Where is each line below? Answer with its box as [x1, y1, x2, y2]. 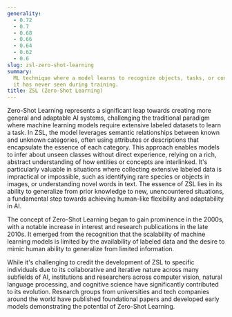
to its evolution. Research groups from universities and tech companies [7, 288, 209, 296]
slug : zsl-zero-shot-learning [7, 62, 95, 69]
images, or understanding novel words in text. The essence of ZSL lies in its [7, 180, 223, 188]
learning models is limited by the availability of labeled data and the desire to [7, 237, 225, 246]
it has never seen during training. [13, 81, 119, 88]
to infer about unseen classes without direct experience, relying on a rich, [7, 150, 217, 159]
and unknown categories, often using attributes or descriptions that [7, 136, 199, 144]
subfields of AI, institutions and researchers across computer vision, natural [7, 273, 222, 281]
